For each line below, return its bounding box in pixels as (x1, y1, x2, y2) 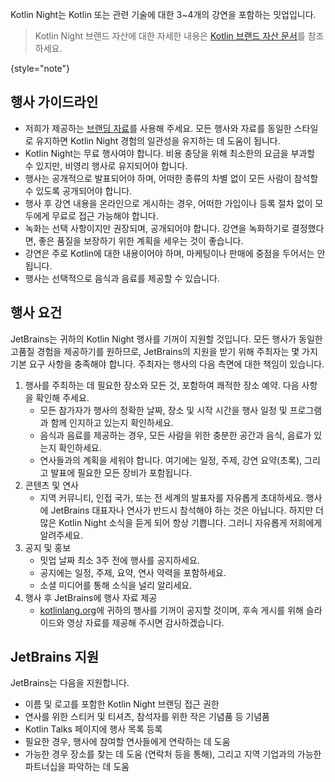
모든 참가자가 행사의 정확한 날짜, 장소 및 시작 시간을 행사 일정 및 (39, 404, 288, 416)
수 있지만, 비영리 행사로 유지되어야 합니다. (24, 159, 188, 172)
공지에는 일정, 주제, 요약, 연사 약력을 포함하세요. (39, 566, 227, 578)
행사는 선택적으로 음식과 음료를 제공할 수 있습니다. (24, 272, 220, 284)
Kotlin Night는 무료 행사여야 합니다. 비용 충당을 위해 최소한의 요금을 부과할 (24, 147, 316, 159)
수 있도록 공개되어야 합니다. (24, 184, 133, 197)
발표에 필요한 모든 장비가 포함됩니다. (50, 466, 193, 478)
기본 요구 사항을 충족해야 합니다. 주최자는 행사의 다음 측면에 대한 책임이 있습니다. (10, 358, 325, 370)
